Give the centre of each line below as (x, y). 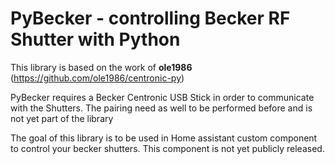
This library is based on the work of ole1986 (101, 67)
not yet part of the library (62, 118)
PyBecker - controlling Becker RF (150, 18)
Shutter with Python (95, 39)
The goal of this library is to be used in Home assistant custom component (164, 138)
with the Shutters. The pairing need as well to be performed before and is (161, 108)
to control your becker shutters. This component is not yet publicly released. (167, 148)
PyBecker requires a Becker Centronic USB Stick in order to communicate (162, 97)
